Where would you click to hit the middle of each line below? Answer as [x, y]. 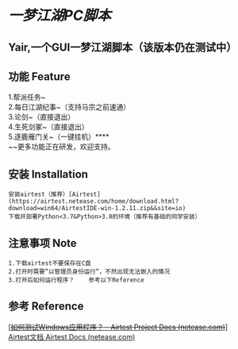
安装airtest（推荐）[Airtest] [54, 194]
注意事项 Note [42, 243]
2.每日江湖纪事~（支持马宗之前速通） [69, 107]
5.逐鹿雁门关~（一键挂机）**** [59, 137]
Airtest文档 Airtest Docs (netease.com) [72, 336]
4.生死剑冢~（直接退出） [48, 127]
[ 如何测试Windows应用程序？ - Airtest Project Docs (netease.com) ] [118, 327]
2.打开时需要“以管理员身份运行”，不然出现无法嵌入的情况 [89, 272]
